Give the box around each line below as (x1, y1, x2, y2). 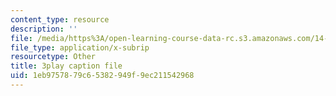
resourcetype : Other (10, 52, 97, 62)
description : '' (10, 24, 78, 34)
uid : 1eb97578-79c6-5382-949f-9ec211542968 (10, 71, 195, 81)
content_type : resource (10, 14, 110, 25)
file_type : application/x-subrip (10, 42, 150, 53)
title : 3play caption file (10, 61, 123, 71)
